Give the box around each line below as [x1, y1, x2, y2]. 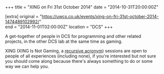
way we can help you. [5, 63, 49, 69]
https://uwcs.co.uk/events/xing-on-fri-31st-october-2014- [41, 14, 159, 19]
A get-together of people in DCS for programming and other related [5, 34, 141, 39]
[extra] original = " [5, 14, 42, 19]
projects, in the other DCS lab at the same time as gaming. [5, 38, 123, 44]
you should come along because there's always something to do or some [5, 58, 153, 64]
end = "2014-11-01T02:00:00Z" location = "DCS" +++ [5, 24, 113, 30]
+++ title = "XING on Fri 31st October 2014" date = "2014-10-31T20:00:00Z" [5, 4, 159, 10]
